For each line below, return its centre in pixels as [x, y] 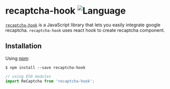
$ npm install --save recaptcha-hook [45, 68]
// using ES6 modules [28, 76]
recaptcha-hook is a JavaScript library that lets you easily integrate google [83, 25]
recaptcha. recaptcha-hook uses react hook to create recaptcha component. [85, 30]
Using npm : [17, 58]
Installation [23, 46]
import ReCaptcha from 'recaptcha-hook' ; [50, 81]
